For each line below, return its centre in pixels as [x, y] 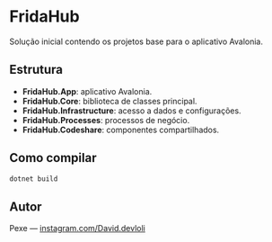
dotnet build [34, 179]
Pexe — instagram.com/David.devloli [77, 229]
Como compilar [53, 158]
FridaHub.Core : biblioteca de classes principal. [110, 101]
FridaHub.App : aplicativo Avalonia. [87, 91]
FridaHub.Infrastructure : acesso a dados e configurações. [132, 111]
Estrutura [36, 70]
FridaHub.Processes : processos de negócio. [106, 120]
